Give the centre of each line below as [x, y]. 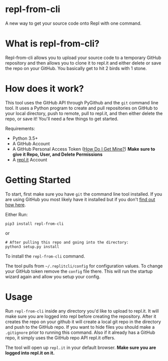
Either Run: [17, 214]
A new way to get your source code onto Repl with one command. [73, 23]
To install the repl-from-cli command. [45, 256]
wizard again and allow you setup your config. [53, 276]
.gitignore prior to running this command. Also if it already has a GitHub [80, 332]
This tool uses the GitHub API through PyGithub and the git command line [82, 102]
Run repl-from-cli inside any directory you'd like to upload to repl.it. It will [82, 311]
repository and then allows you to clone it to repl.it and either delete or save [83, 63]
